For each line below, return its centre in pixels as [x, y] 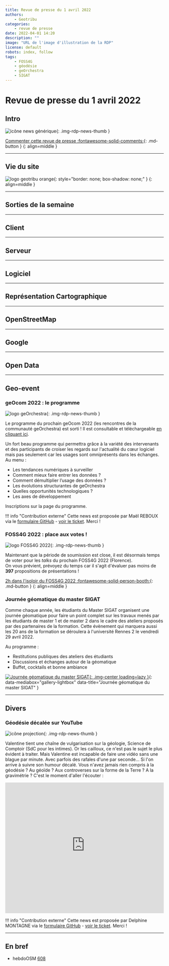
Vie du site [22, 167]
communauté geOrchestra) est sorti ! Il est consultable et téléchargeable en [83, 428]
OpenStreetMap [31, 320]
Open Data [22, 365]
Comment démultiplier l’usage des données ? [59, 480]
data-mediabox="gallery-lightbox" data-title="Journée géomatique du [77, 682]
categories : [18, 24]
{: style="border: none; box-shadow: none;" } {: [103, 179]
